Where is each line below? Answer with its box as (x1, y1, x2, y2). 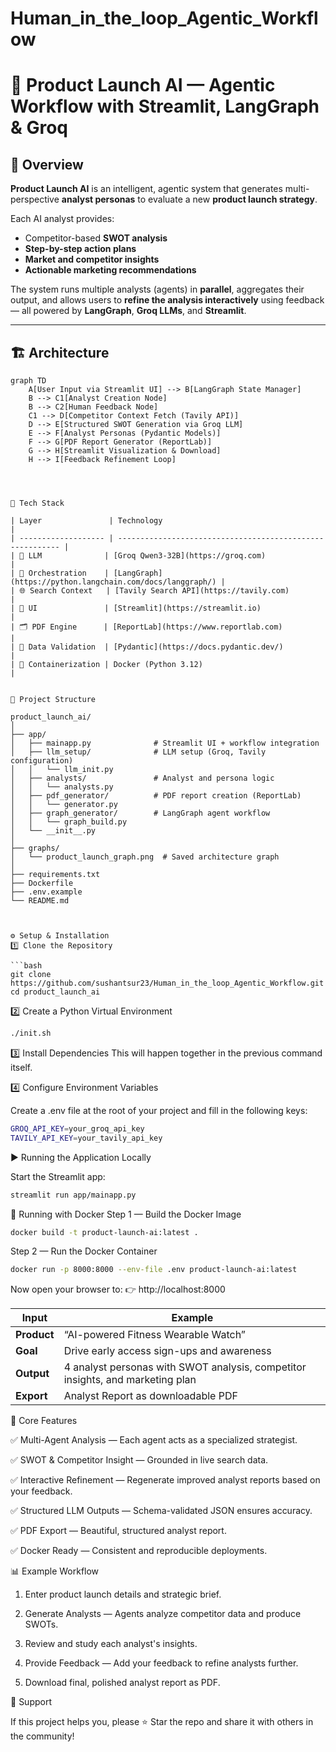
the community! (10, 1730, 75, 1742)
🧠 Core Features (10, 1415, 78, 1427)
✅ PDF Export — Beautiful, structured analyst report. (10, 1525, 227, 1537)
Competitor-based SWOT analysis (24, 232, 168, 244)
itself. (10, 1061, 33, 1073)
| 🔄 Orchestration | (10, 568, 110, 578)
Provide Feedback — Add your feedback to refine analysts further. (24, 1657, 299, 1669)
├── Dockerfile (10, 878, 74, 888)
